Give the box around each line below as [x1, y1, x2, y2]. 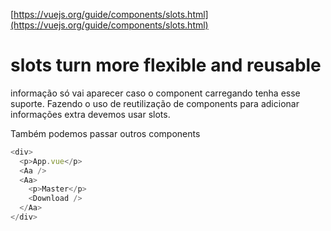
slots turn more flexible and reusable [10, 54, 322, 77]
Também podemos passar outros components [10, 127, 201, 139]
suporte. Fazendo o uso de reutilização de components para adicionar [10, 97, 300, 109]
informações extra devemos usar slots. [10, 108, 171, 120]
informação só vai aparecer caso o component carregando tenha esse [10, 87, 301, 99]
